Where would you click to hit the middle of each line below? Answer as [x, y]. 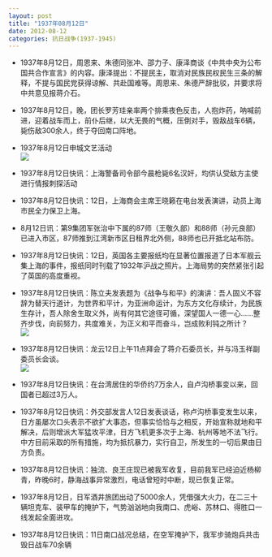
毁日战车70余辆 [46, 545]
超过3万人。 [62, 395]
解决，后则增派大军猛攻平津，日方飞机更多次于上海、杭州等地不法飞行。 [141, 432]
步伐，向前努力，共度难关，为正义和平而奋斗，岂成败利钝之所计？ [138, 324]
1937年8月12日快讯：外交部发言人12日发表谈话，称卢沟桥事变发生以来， [140, 412]
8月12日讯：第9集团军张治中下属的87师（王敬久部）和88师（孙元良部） [140, 228]
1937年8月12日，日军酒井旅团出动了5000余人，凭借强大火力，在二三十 [139, 497]
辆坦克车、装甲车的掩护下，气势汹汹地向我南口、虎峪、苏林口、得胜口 [138, 507]
